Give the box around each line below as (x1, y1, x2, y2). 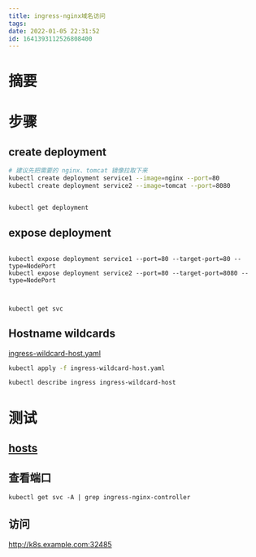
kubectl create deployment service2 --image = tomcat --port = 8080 (8, 182, 231, 190)
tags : (8, 20, 27, 28)
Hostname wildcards (8, 327, 116, 341)
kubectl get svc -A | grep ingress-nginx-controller (8, 493, 191, 501)
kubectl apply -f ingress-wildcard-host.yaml (8, 363, 165, 372)
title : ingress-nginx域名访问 (8, 11, 106, 20)
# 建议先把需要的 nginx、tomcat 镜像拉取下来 (8, 167, 148, 175)
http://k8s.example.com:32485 (8, 539, 112, 549)
